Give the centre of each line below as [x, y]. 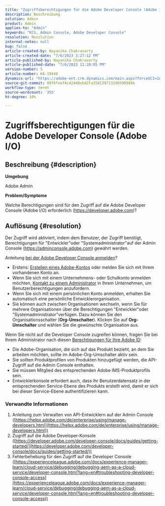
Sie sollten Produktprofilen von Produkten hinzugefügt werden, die [80, 360]
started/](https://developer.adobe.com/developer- [63, 446]
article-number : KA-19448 [31, 74]
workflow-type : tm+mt [27, 88]
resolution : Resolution [29, 37]
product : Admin [21, 23]
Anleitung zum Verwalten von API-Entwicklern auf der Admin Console [83, 415]
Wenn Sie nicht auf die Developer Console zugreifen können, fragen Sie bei [82, 335]
